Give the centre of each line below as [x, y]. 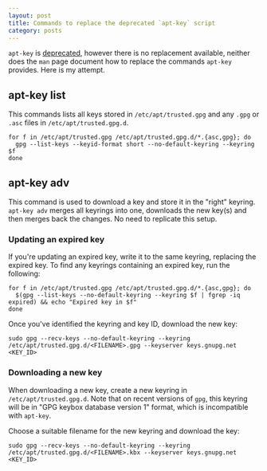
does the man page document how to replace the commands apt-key [120, 61]
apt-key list [37, 95]
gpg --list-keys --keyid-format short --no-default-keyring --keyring [135, 144]
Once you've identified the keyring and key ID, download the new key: [123, 324]
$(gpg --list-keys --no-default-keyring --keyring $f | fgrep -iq [128, 296]
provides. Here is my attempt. [57, 70]
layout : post [30, 16]
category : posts [35, 30]
